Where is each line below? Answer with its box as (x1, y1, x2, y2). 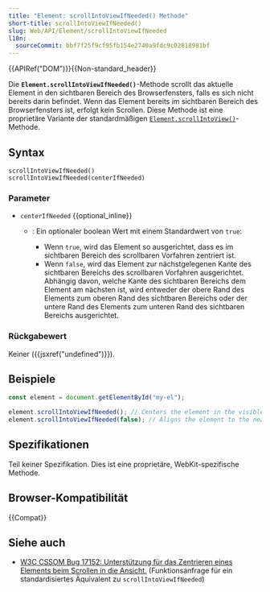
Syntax (8, 146, 45, 159)
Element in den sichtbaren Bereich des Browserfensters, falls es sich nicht (8, 88, 255, 97)
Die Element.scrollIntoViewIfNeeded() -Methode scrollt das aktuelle (8, 80, 234, 89)
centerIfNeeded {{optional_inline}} (19, 211, 133, 221)
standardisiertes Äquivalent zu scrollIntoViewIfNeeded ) (19, 574, 205, 584)
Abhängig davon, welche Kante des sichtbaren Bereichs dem (43, 276, 247, 286)
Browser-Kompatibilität (8, 491, 129, 505)
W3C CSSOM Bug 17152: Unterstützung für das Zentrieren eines (19, 557, 233, 567)
